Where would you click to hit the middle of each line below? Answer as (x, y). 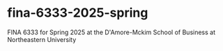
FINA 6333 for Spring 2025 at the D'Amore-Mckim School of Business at (111, 32)
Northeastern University (42, 39)
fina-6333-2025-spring (78, 13)
